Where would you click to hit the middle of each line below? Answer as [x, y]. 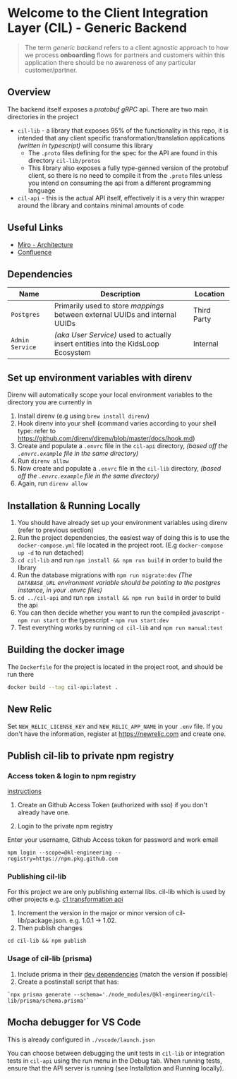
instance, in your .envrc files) [60, 590]
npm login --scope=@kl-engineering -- [64, 853]
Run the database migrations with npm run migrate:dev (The [105, 575]
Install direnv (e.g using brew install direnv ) [84, 416]
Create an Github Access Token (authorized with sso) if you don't [113, 805]
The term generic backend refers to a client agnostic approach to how [127, 47]
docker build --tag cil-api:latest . [63, 687]
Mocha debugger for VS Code [74, 1022]
